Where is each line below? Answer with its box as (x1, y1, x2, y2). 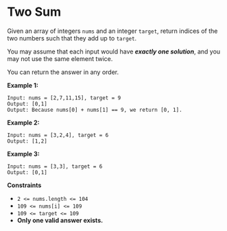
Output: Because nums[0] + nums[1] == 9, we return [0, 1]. (7, 106, 183, 113)
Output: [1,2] (7, 138, 48, 145)
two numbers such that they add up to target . (7, 34, 137, 42)
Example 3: (7, 149, 40, 158)
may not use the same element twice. (7, 54, 113, 62)
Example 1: (7, 81, 39, 89)
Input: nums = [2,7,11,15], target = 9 (7, 94, 121, 101)
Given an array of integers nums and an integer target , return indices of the (7, 27, 218, 35)
